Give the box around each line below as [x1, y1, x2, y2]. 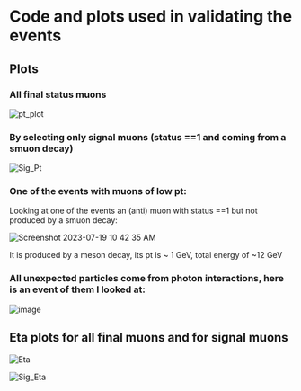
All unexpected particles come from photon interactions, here [9, 272, 285, 285]
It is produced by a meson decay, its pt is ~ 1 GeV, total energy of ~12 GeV [9, 250, 283, 261]
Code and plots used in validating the [9, 6, 293, 27]
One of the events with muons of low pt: [9, 185, 187, 198]
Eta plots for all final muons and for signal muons [9, 330, 289, 345]
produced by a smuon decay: [9, 215, 119, 226]
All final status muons [9, 88, 107, 101]
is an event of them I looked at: [9, 283, 146, 296]
